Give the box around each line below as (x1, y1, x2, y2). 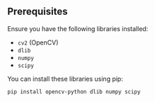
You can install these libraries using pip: (7, 74, 124, 83)
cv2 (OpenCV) (17, 38, 59, 47)
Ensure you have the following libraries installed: (7, 24, 149, 33)
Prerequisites (7, 6, 68, 18)
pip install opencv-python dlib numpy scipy (7, 88, 141, 95)
